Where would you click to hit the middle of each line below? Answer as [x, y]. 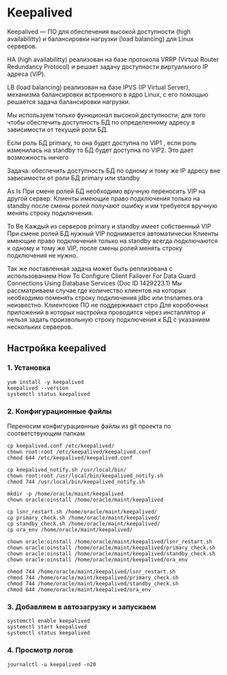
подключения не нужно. [43, 255]
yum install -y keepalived [45, 382]
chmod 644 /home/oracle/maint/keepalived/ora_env [79, 589]
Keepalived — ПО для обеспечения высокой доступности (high [99, 31]
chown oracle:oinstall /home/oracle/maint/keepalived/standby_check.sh [111, 553]
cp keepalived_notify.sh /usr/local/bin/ [67, 470]
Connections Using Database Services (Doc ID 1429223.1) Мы [95, 283]
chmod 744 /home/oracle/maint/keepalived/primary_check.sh [93, 577]
